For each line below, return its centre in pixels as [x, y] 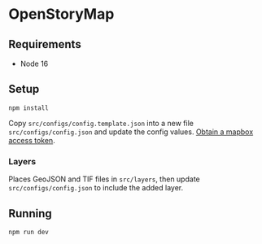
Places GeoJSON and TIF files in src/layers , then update [105, 179]
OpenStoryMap [61, 14]
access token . [32, 140]
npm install [28, 108]
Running [31, 213]
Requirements [45, 44]
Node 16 [34, 63]
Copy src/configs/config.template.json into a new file [101, 123]
